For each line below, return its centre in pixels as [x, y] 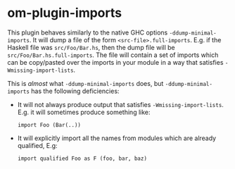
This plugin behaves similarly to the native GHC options [88, 32]
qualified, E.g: [37, 145]
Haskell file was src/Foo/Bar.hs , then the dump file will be [91, 47]
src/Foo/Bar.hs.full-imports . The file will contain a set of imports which [113, 55]
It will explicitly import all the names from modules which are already [117, 138]
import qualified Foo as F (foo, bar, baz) [82, 158]
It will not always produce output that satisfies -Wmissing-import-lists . [120, 104]
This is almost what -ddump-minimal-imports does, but [85, 83]
